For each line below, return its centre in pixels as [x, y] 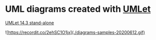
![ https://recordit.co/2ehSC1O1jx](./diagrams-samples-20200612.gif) [75, 32]
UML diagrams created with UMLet [78, 9]
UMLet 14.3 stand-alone [30, 23]
